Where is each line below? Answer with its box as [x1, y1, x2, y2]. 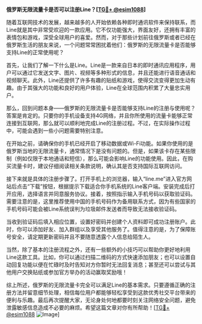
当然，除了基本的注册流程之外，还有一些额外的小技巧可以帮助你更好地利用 [6, 246, 191, 253]
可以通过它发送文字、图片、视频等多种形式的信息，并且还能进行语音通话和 [11, 69, 196, 76]
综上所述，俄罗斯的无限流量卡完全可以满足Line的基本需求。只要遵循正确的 [6, 281, 191, 288]
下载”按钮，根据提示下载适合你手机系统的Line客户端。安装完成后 [29, 183, 191, 190]
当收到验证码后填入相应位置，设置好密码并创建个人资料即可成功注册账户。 [6, 218, 191, 225]
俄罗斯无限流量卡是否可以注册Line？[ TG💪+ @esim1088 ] [6, 6, 146, 13]
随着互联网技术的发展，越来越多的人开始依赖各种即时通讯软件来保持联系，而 [6, 19, 196, 26]
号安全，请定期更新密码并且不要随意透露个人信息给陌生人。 [6, 233, 154, 240]
